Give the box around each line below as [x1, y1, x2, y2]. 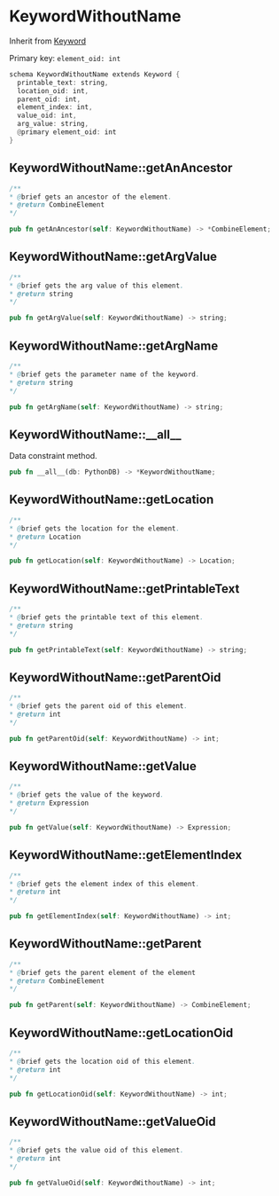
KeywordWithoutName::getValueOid [9, 1113, 217, 1129]
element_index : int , [17, 103, 93, 112]
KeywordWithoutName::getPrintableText [9, 581, 240, 596]
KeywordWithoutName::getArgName [9, 338, 219, 353]
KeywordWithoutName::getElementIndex [9, 847, 243, 862]
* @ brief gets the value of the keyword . [9, 791, 165, 799]
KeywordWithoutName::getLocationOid [9, 1025, 234, 1040]
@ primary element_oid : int [17, 128, 117, 137]
